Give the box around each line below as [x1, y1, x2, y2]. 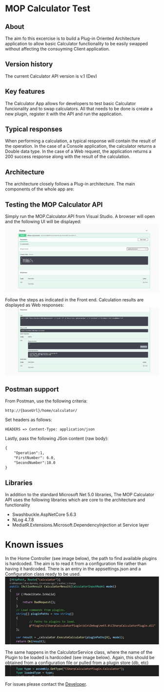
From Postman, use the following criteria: [5, 398, 88, 404]
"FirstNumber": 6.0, [14, 455, 56, 460]
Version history [5, 60, 53, 69]
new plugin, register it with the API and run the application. [5, 111, 123, 117]
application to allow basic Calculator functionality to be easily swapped [5, 41, 148, 47]
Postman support [5, 385, 60, 393]
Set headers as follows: [5, 417, 52, 423]
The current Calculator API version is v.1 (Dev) [5, 73, 98, 79]
